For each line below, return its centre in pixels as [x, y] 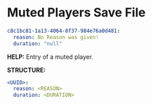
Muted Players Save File [76, 13]
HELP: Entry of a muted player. [50, 57]
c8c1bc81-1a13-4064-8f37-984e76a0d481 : [64, 31]
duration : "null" [38, 43]
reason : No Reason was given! [56, 37]
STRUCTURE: [27, 70]
